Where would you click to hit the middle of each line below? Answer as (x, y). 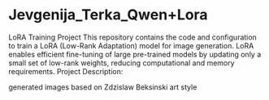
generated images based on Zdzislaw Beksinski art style (103, 87)
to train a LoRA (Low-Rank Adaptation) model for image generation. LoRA (131, 45)
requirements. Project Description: (66, 71)
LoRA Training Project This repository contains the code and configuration (133, 37)
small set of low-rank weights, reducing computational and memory (121, 63)
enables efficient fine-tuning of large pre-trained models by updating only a (135, 54)
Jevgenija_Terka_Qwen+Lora (108, 15)
